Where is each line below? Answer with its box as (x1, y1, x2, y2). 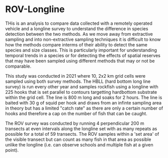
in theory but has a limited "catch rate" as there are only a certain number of (5, 105, 163, 111)
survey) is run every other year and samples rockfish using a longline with (5, 83, 158, 89)
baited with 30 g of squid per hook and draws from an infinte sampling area (5, 99, 162, 106)
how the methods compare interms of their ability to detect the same (5, 41, 147, 47)
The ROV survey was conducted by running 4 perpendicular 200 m (5, 120, 144, 126)
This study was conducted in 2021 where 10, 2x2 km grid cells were (5, 73, 146, 79)
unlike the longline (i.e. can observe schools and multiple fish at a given (5, 141, 153, 147)
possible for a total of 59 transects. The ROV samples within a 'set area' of (5, 131, 159, 137)
